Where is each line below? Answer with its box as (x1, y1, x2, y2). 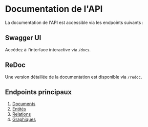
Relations (12, 111, 31, 117)
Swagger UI (5, 34, 42, 42)
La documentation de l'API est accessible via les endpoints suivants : (5, 20, 144, 25)
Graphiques (12, 116, 36, 123)
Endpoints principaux (5, 88, 72, 96)
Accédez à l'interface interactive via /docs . (5, 46, 91, 52)
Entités (12, 106, 26, 112)
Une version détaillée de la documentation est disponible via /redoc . (5, 74, 142, 80)
